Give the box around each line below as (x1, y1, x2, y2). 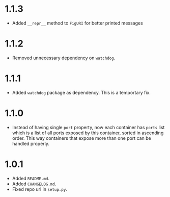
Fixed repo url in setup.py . (12, 186, 67, 192)
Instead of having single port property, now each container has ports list (12, 124, 165, 130)
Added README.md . (12, 175, 49, 181)
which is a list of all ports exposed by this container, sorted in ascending (12, 130, 164, 136)
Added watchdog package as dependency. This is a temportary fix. (12, 89, 151, 95)
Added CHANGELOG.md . (12, 181, 56, 187)
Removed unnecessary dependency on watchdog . (12, 55, 116, 61)
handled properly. (12, 140, 49, 146)
